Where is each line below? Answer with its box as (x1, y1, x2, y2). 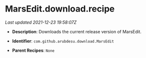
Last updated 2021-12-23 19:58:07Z (5, 19, 77, 25)
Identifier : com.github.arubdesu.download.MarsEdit (12, 38, 114, 44)
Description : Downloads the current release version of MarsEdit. (12, 29, 142, 34)
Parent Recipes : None (12, 47, 55, 53)
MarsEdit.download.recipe (5, 3, 115, 14)
